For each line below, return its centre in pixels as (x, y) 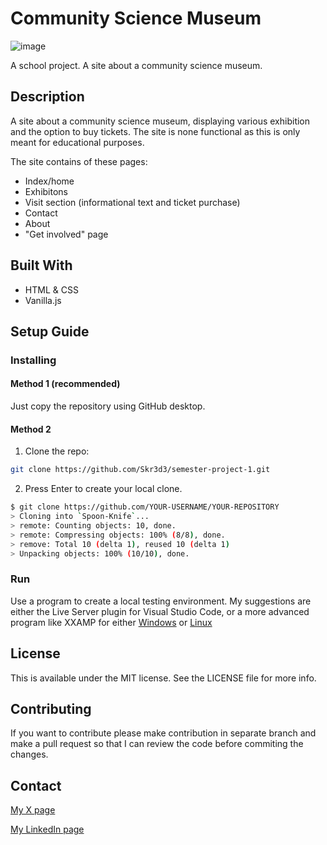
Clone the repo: (57, 451)
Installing (33, 360)
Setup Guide (50, 331)
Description (47, 97)
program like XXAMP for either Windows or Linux (111, 622)
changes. (29, 754)
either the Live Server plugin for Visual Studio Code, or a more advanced (160, 611)
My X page (33, 810)
